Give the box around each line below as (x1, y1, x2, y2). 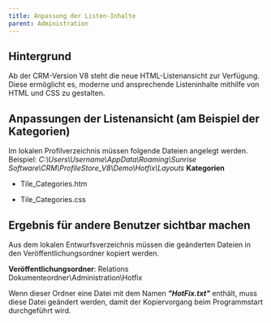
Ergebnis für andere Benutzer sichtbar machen (8, 218, 251, 232)
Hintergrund (8, 50, 71, 63)
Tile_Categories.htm (19, 179, 88, 189)
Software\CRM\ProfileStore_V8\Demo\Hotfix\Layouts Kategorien (8, 163, 225, 173)
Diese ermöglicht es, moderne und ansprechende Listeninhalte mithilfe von (8, 80, 260, 89)
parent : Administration (8, 19, 89, 28)
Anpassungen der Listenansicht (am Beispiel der (8, 111, 260, 126)
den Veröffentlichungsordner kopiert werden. (8, 248, 160, 258)
